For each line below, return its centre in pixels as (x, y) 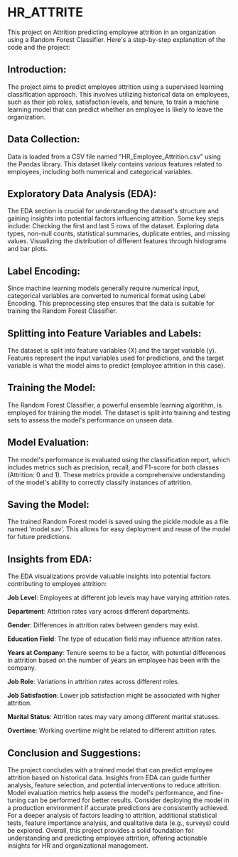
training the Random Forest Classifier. (62, 311)
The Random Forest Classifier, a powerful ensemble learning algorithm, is (115, 405)
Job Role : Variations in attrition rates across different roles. (93, 682)
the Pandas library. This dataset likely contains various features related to (115, 164)
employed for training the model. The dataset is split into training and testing (119, 412)
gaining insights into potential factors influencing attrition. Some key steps (116, 218)
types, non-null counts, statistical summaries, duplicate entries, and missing (119, 234)
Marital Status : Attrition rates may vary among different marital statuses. (114, 717)
